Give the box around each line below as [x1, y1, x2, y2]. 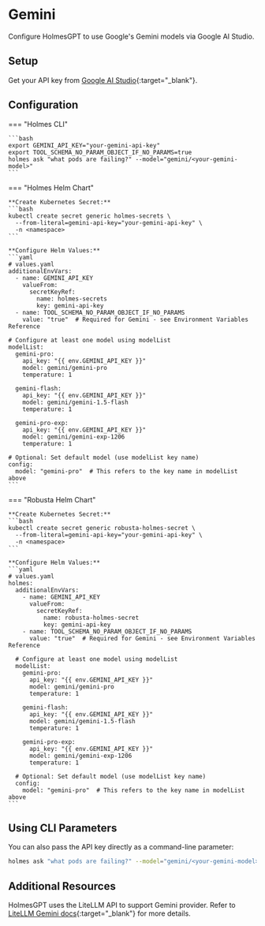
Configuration [8, 99, 79, 112]
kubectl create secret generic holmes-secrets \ [8, 211, 171, 220]
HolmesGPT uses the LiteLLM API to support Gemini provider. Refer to [8, 901, 236, 910]
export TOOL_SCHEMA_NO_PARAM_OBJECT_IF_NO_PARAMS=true [8, 148, 192, 156]
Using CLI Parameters [8, 821, 118, 835]
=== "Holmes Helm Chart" [8, 183, 95, 192]
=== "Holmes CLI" [8, 119, 69, 129]
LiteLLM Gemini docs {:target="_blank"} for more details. [8, 909, 191, 918]
